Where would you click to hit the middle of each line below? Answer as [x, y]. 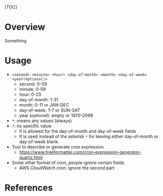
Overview [25, 27]
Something [16, 40]
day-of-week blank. [39, 141]
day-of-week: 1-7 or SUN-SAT [50, 110]
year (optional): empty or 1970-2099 [56, 115]
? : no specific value [32, 126]
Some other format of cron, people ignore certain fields [68, 162]
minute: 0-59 [32, 89]
